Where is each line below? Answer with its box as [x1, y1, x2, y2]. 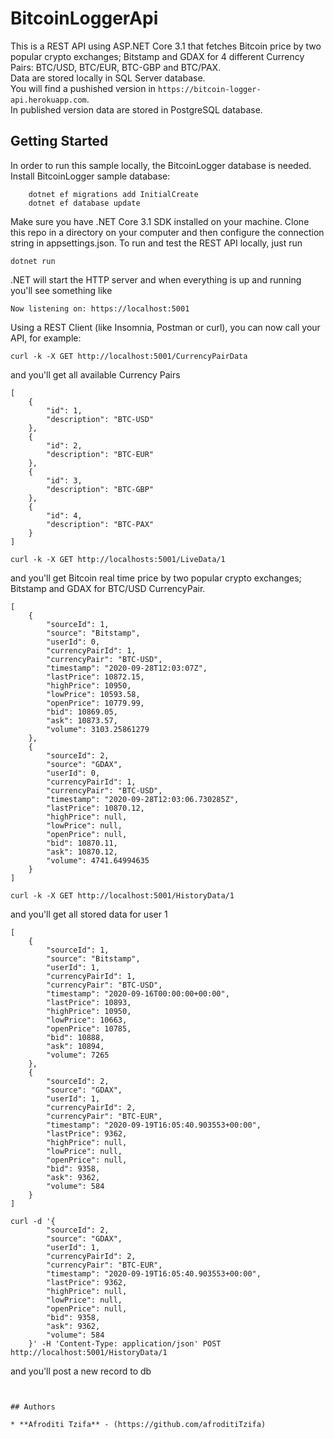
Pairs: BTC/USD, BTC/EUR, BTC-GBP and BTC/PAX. [10, 61, 222, 73]
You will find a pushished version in [10, 82, 157, 94]
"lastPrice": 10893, [46, 997, 132, 1007]
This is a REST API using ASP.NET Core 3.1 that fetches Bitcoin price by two [10, 40, 322, 52]
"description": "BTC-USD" [46, 414, 155, 424]
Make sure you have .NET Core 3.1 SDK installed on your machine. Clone [10, 215, 310, 227]
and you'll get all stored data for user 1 [10, 908, 168, 920]
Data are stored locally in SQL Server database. [10, 72, 206, 84]
